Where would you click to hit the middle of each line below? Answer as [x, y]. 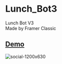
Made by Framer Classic [31, 28]
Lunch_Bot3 [31, 9]
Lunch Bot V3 [20, 23]
